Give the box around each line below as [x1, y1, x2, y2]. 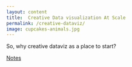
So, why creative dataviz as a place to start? [6, 43, 117, 50]
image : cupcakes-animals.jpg [6, 26, 80, 32]
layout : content [6, 9, 47, 15]
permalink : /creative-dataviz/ [6, 20, 85, 26]
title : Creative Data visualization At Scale [6, 15, 126, 21]
